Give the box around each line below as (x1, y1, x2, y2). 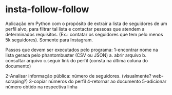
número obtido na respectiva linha (5, 83, 78, 90)
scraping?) (5, 78, 28, 84)
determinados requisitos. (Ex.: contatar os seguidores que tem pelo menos (5, 31, 163, 37)
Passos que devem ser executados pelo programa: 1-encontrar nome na (5, 46, 158, 53)
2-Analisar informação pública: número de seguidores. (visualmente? (5, 73, 151, 79)
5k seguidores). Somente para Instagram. (5, 37, 93, 43)
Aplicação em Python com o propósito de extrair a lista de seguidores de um (5, 20, 167, 27)
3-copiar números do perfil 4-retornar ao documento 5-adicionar (29, 78, 167, 84)
